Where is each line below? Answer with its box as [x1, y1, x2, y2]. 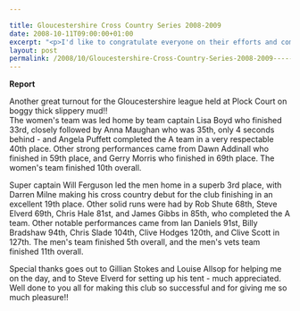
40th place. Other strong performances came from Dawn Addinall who [9, 144, 270, 155]
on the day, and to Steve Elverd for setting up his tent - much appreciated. [9, 273, 281, 284]
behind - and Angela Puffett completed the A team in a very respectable [9, 134, 274, 145]
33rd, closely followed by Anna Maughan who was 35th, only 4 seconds [9, 124, 275, 135]
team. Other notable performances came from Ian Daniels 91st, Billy [9, 218, 258, 229]
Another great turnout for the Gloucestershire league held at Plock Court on [9, 96, 287, 107]
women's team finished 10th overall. [9, 163, 142, 173]
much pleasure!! [9, 292, 69, 303]
